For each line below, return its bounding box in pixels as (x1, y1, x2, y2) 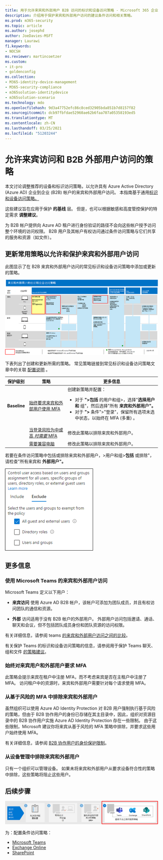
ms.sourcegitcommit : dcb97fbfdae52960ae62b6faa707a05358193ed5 (5, 110, 136, 115)
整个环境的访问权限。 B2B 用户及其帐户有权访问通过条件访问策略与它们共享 (5, 228, 156, 234)
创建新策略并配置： (67, 387, 106, 393)
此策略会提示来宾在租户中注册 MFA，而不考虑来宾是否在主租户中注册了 (5, 674, 147, 680)
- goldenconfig (5, 70, 36, 74)
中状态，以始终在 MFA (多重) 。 (75, 415, 137, 421)
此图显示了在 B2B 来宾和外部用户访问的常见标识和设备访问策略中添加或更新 (5, 264, 156, 269)
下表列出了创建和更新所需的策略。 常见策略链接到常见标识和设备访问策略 (5, 360, 151, 367)
